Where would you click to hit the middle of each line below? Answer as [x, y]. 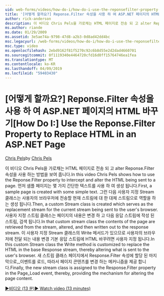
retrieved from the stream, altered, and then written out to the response [77, 227]
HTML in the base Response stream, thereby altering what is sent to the [77, 250]
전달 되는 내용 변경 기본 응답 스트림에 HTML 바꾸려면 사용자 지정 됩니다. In [84, 239]
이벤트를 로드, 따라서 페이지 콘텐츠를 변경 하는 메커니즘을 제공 [79, 261]
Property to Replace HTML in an [71, 134]
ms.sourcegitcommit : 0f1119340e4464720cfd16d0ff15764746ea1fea [71, 55]
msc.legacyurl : [20, 42]
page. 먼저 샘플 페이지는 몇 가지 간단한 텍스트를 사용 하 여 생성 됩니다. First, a [79, 185]
